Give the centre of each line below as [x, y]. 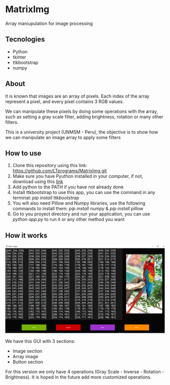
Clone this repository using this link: [50, 166]
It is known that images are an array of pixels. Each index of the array [77, 96]
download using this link [38, 182]
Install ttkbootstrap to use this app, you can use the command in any [84, 192]
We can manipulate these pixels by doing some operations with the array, [82, 111]
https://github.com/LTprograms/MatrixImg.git [60, 171]
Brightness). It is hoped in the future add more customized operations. [78, 377]
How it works [26, 235]
